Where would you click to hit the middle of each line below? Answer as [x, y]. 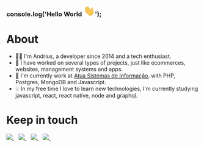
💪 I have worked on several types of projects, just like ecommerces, [100, 62]
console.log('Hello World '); [54, 14]
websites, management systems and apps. [69, 69]
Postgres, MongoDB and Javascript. [60, 82]
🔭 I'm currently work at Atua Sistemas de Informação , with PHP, [95, 76]
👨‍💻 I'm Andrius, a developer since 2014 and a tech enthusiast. [93, 56]
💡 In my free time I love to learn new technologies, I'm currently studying [107, 88]
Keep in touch [42, 120]
